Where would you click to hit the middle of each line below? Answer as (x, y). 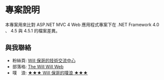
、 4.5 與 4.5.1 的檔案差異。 (33, 30)
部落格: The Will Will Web (38, 66)
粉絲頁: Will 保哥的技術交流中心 (44, 60)
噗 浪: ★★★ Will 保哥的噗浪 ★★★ (50, 73)
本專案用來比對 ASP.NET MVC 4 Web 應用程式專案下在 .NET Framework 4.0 (82, 25)
